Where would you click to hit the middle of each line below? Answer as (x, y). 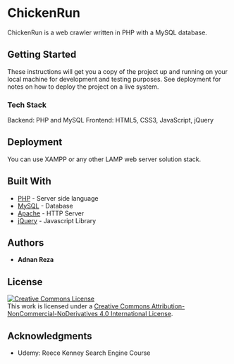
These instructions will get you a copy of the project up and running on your (117, 71)
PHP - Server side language (58, 198)
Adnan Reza (36, 260)
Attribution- (168, 306)
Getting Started (42, 55)
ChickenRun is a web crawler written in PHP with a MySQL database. (107, 32)
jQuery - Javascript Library (57, 220)
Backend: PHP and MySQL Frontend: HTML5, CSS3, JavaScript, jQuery (110, 120)
